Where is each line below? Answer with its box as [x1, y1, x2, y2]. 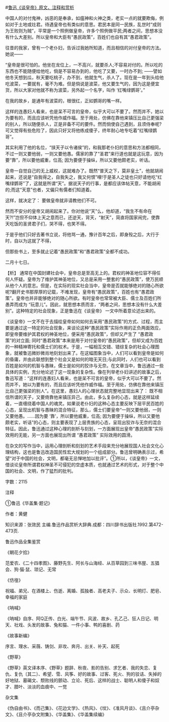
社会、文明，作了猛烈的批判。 [14, 468, 76, 474]
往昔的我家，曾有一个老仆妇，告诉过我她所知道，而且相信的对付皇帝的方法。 [5, 45, 164, 50]
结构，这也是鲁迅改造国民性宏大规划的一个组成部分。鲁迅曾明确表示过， [9, 449, 159, 455]
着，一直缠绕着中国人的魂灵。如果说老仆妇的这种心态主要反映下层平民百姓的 [5, 401, 164, 406]
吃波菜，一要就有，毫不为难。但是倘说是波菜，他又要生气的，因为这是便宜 [5, 81, 159, 87]
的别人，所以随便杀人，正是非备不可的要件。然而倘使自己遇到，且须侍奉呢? [5, 121, 162, 127]
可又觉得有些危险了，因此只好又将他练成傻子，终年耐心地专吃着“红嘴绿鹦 [5, 128, 157, 133]
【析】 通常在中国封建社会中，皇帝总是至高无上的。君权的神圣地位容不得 [5, 270, 156, 276]
